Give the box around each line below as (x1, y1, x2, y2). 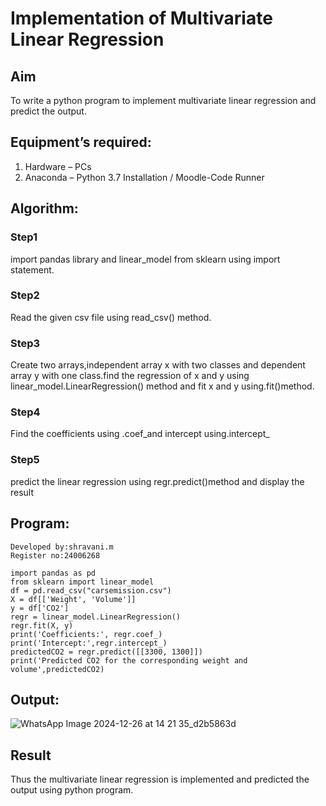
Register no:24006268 (10, 550, 101, 561)
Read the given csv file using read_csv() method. (10, 311, 212, 323)
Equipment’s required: (10, 134, 152, 151)
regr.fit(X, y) (10, 620, 74, 631)
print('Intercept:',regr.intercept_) (10, 638, 168, 648)
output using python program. (10, 784, 134, 796)
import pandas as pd (10, 568, 97, 578)
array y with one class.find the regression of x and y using (10, 370, 250, 382)
